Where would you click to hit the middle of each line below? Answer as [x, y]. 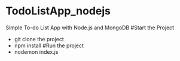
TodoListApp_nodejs [58, 11]
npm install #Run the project [49, 45]
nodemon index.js [36, 51]
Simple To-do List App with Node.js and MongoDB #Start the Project [90, 28]
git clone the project [39, 39]
